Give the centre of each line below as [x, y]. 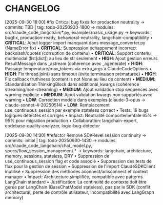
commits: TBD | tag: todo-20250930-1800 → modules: [60, 27]
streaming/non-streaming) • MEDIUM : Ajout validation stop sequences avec [82, 89]
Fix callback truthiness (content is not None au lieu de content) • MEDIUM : [80, 79]
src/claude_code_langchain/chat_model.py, [49, 145]
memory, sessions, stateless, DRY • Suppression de [57, 156]
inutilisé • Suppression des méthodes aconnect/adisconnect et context [76, 171]
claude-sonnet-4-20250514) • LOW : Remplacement [57, 105]
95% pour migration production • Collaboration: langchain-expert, [71, 121]
